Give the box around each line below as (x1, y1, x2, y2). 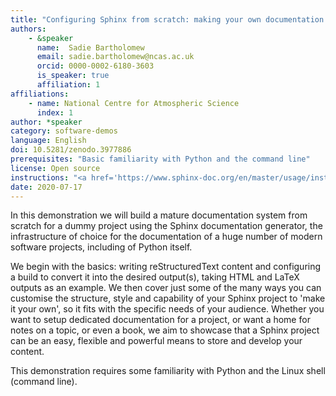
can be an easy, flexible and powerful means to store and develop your (10, 335, 303, 347)
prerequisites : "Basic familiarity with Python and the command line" (10, 154, 311, 164)
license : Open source (10, 163, 101, 173)
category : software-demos (10, 126, 118, 136)
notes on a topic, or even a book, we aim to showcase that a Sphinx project (10, 324, 320, 336)
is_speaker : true (36, 71, 110, 81)
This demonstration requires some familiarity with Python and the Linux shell (10, 365, 326, 377)
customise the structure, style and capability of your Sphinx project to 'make (10, 292, 326, 305)
